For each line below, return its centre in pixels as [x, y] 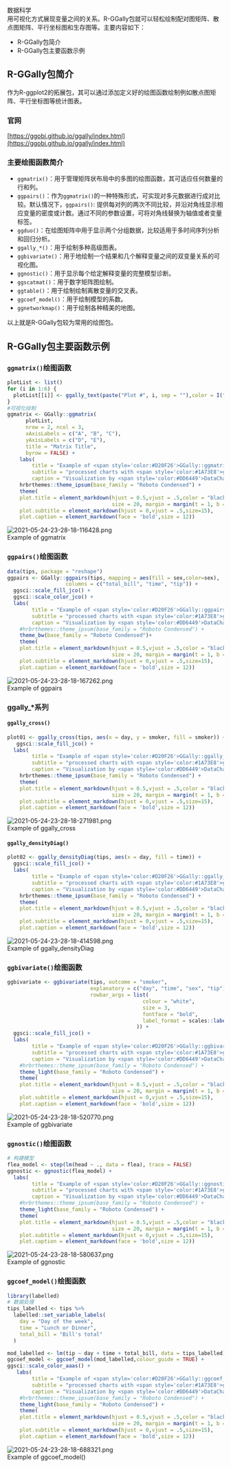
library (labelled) [33, 1296]
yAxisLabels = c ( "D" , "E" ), [66, 440]
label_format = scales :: [178, 1021]
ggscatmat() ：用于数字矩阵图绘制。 [67, 282]
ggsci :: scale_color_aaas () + [49, 1366]
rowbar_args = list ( [120, 995]
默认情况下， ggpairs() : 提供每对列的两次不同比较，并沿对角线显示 [123, 205]
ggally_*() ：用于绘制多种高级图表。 [69, 247]
